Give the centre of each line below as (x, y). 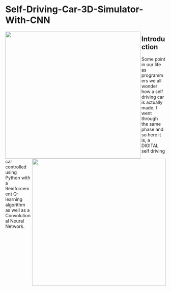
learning (14, 199)
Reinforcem (17, 188)
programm (153, 75)
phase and (153, 129)
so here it (151, 135)
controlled (16, 167)
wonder (150, 86)
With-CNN (28, 20)
